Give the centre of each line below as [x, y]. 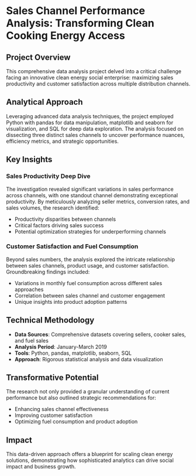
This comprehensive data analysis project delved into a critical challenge [94, 71]
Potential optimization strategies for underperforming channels [90, 231]
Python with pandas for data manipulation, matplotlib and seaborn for [90, 122]
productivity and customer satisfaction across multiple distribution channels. [98, 84]
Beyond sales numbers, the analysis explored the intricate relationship [91, 259]
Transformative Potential [52, 378]
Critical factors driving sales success [59, 225]
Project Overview [38, 57]
